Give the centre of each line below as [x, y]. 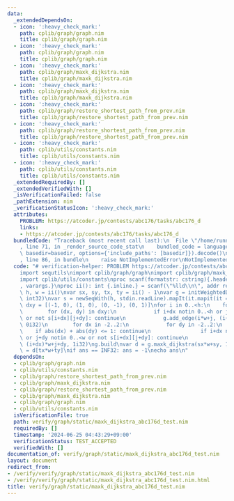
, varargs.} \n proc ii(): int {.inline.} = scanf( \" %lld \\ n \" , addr [119, 286]
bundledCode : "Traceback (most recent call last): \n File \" [106, 240]
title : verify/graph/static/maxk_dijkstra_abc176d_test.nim [96, 486]
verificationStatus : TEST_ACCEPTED [65, 441]
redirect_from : [29, 468]
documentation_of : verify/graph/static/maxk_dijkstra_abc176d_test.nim [113, 454]
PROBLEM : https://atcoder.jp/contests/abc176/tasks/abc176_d [110, 221]
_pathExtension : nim [43, 202]
